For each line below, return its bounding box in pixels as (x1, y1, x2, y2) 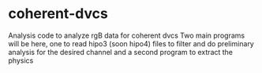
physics (8, 56, 34, 65)
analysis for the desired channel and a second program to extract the (8, 47, 234, 57)
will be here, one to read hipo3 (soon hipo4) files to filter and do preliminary (8, 38, 254, 48)
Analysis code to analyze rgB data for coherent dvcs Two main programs (8, 31, 245, 40)
